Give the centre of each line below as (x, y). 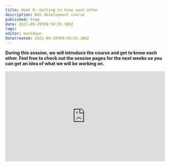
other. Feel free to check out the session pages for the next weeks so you (84, 58)
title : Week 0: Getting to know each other (52, 10)
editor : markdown (24, 34)
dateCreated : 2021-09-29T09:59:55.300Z (47, 39)
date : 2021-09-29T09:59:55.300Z (39, 24)
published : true (22, 19)
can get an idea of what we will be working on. (55, 63)
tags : (11, 29)
